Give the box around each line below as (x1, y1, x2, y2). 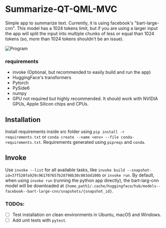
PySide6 (12, 85, 30, 91)
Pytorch (12, 80, 29, 86)
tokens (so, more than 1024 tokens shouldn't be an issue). (5, 36, 124, 42)
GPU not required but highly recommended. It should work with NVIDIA (12, 96, 158, 102)
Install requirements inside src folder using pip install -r (5, 128, 125, 135)
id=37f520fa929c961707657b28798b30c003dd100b (5, 173, 101, 178)
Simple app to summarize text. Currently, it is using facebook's (5, 20, 134, 26)
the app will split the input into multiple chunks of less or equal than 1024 (5, 30, 155, 36)
